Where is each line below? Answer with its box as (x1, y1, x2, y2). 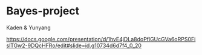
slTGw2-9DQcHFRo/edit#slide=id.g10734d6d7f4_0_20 (6, 42, 142, 49)
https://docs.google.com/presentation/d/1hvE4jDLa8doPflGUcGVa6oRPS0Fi (6, 35, 196, 42)
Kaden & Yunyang (6, 24, 51, 31)
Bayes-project (6, 4, 80, 18)
